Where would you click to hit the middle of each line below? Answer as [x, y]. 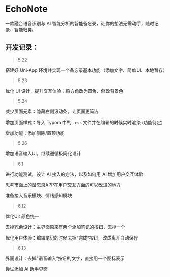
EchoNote [27, 9]
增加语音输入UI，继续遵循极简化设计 [43, 153]
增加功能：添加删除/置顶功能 [35, 133]
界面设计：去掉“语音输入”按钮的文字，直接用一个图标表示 [65, 258]
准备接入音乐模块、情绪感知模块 [39, 195]
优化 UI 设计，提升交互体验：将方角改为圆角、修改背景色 [64, 91]
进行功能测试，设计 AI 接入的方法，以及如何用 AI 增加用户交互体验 [74, 174]
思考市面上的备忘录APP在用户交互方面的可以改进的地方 [63, 185]
